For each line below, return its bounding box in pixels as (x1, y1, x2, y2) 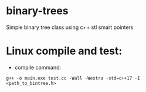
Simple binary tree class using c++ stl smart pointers (6, 24, 134, 31)
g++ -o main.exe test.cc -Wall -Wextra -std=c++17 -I (6, 75, 141, 81)
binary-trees (6, 4, 69, 18)
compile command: (14, 64, 62, 71)
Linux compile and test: (6, 44, 123, 58)
